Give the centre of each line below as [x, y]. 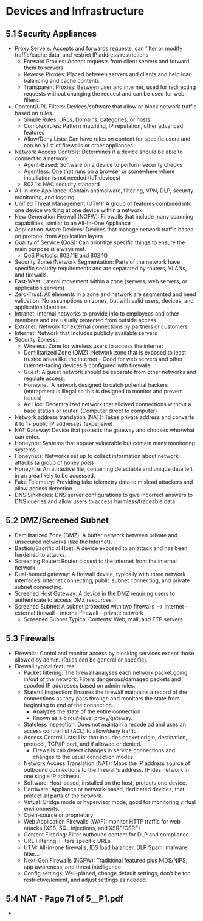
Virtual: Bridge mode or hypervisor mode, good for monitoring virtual [110, 802]
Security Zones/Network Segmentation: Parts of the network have [97, 262]
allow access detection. [44, 488]
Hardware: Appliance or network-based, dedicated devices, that [104, 789]
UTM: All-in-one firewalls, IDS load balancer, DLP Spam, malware [105, 847]
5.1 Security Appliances [51, 34]
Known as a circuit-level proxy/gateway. [83, 718]
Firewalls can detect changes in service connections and [104, 750]
